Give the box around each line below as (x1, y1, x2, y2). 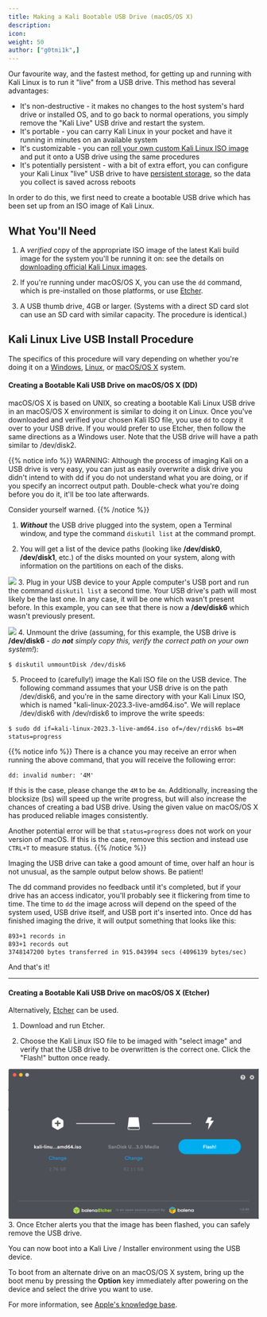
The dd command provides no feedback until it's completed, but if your (8, 882, 242, 891)
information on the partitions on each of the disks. (19, 561, 184, 570)
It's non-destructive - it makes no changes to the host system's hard (19, 102, 245, 111)
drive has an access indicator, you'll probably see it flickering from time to (8, 890, 250, 900)
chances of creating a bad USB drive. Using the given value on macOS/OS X (8, 802, 258, 812)
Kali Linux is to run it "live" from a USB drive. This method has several (8, 78, 236, 87)
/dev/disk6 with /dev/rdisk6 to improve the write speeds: (19, 708, 205, 718)
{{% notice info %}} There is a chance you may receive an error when (8, 747, 237, 756)
